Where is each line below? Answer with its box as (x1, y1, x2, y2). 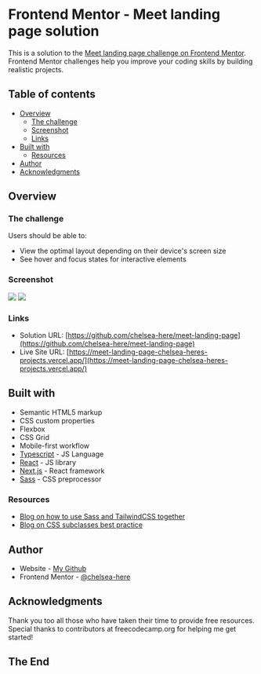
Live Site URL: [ (19, 347, 70, 357)
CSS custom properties (19, 416, 96, 425)
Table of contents (8, 88, 96, 101)
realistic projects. (8, 64, 64, 74)
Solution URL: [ (19, 331, 68, 340)
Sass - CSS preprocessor (19, 474, 102, 484)
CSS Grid (19, 432, 49, 441)
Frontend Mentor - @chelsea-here (19, 572, 131, 581)
